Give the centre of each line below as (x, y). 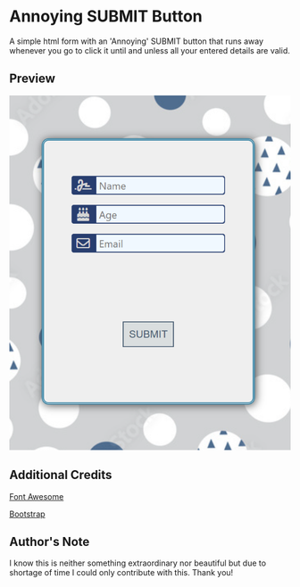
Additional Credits (61, 475)
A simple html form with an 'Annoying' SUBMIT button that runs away (137, 41)
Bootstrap (28, 514)
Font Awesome (37, 496)
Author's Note (50, 542)
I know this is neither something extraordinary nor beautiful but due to (137, 563)
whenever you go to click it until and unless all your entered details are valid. (150, 50)
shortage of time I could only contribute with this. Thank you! (121, 573)
